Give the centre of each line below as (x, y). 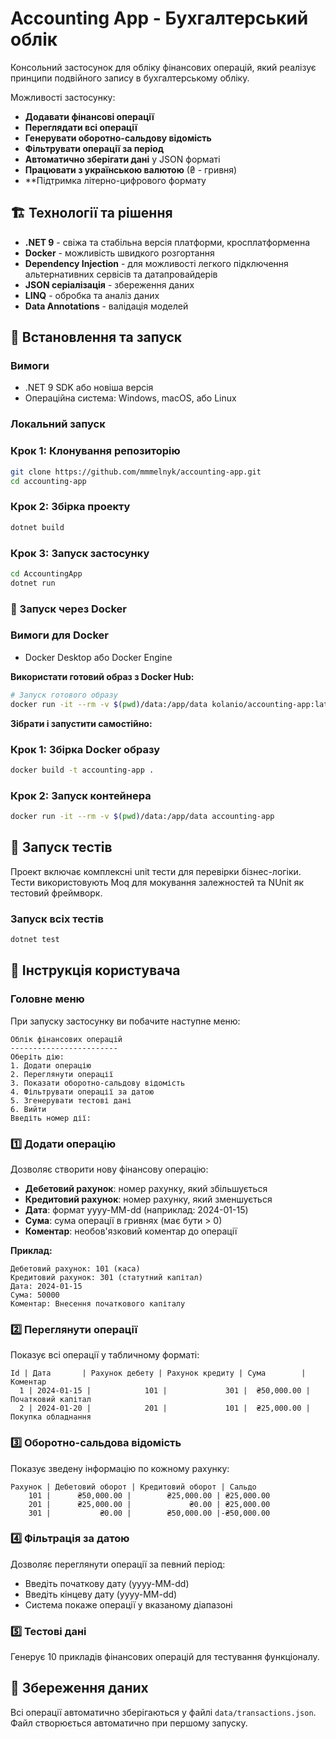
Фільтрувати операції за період (94, 148)
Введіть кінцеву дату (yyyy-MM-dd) (101, 1594)
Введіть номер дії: (51, 1118)
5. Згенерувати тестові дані (71, 1100)
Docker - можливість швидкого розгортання (119, 253)
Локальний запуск (58, 424)
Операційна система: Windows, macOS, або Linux (130, 398)
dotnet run (33, 583)
